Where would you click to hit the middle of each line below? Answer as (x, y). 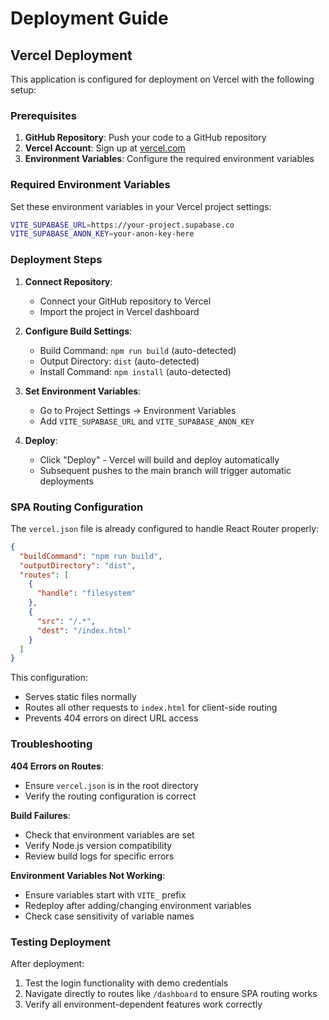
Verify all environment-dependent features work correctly (143, 1004)
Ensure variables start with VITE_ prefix (105, 894)
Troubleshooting (51, 744)
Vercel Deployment (71, 55)
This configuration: (49, 678)
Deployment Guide (89, 18)
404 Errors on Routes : (57, 766)
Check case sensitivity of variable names (109, 916)
